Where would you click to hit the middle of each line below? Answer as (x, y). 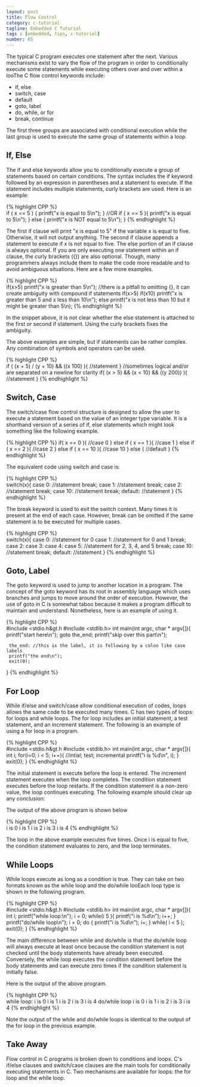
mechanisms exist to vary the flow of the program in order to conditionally (97, 63)
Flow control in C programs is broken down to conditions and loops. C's (94, 1059)
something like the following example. (53, 431)
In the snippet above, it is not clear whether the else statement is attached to (100, 318)
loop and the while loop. (36, 1077)
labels (14, 651)
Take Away (27, 1044)
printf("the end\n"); (36, 656)
